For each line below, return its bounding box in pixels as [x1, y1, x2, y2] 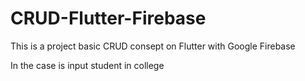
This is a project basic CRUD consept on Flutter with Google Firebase [10, 40, 296, 52]
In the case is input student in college [10, 59, 165, 71]
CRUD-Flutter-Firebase [10, 7, 207, 30]
